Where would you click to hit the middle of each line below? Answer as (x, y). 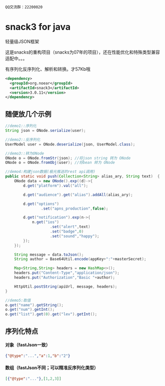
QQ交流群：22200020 (24, 7)
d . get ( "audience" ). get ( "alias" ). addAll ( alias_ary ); (78, 195)
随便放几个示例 (28, 114)
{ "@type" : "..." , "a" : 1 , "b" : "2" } (38, 356)
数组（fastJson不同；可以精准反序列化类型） (52, 368)
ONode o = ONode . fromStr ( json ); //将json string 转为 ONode (68, 158)
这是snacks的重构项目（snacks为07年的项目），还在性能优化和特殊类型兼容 (82, 52)
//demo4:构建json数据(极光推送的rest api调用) (50, 172)
